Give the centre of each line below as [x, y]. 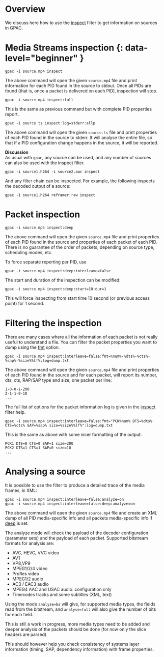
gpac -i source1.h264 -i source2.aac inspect [52, 171]
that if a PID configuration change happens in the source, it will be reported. [82, 143]
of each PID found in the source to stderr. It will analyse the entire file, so [79, 137]
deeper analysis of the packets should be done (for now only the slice [76, 629]
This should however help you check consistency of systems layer [72, 644]
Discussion [17, 152]
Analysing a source [45, 471]
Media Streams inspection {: [64, 48]
